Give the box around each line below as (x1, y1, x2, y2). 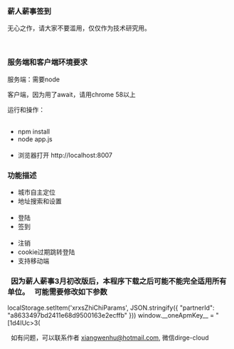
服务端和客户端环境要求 (7, 57, 87, 67)
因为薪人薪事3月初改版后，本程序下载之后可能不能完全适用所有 (10, 276, 227, 286)
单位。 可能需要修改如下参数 (7, 287, 108, 297)
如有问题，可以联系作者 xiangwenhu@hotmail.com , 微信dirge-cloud (10, 333, 209, 342)
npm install (17, 127, 50, 136)
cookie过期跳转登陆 (17, 248, 75, 256)
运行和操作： (7, 105, 45, 113)
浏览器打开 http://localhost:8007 (17, 151, 112, 159)
